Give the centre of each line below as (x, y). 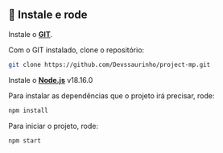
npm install (28, 110)
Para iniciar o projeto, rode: (54, 126)
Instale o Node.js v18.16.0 (51, 80)
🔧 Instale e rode (48, 15)
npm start (25, 141)
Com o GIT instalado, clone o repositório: (76, 50)
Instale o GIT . (31, 34)
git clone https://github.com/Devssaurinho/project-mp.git (109, 64)
